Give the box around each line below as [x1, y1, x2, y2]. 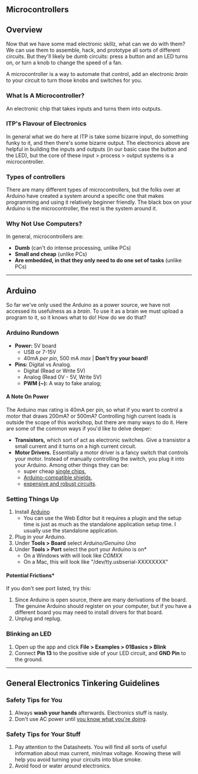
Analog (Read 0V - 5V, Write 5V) [23, 373, 102, 381]
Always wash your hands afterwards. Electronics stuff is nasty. [14, 709, 169, 716]
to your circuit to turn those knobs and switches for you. [6, 77, 143, 84]
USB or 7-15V [23, 348, 57, 355]
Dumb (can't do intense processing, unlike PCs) [14, 244, 131, 252]
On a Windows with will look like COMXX [23, 552, 123, 559]
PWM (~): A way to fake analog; [23, 379, 102, 386]
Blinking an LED [6, 630, 52, 638]
